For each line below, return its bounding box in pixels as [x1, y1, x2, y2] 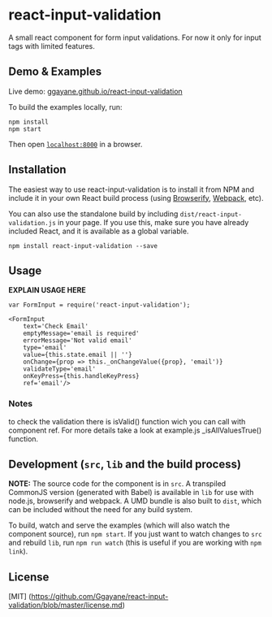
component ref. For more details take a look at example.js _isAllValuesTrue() [8, 425, 262, 435]
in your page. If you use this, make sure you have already [58, 217, 249, 227]
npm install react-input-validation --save [8, 241, 158, 250]
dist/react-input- [179, 210, 242, 219]
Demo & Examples [8, 65, 102, 79]
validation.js [8, 219, 57, 227]
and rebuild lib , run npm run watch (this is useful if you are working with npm [8, 538, 262, 548]
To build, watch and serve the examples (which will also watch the [8, 520, 230, 530]
